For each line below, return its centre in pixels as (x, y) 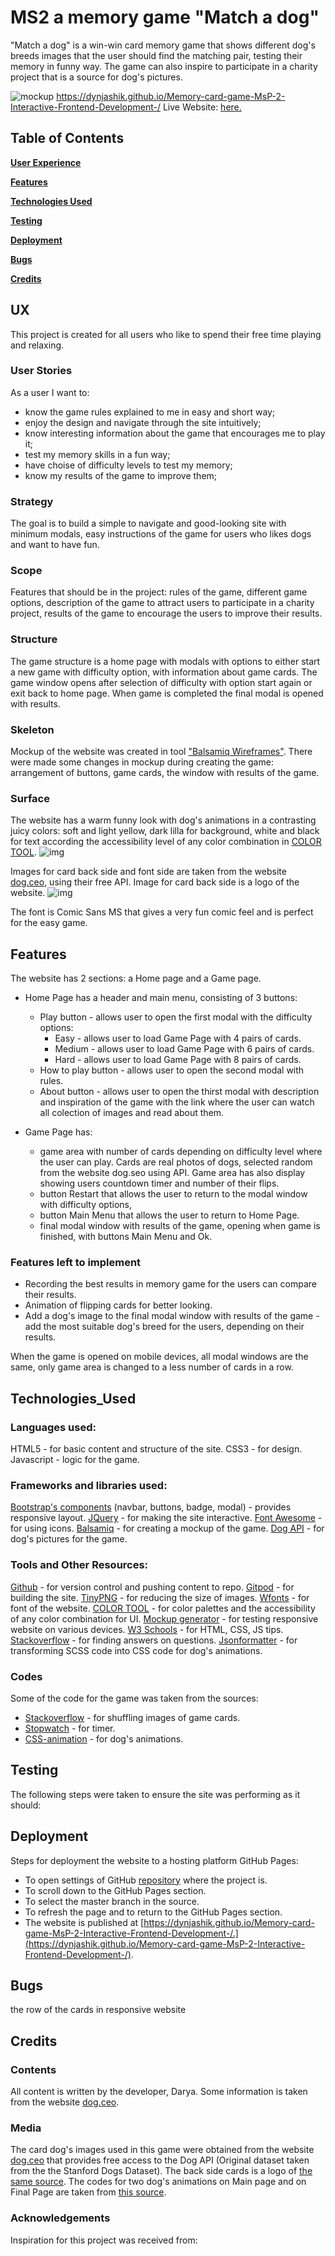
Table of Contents (67, 138)
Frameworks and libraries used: (89, 1486)
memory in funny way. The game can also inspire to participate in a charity (164, 66)
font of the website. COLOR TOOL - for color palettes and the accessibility (163, 1608)
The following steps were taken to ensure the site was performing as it (155, 1794)
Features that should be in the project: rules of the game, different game (159, 592)
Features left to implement (76, 1263)
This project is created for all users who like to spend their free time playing (166, 334)
